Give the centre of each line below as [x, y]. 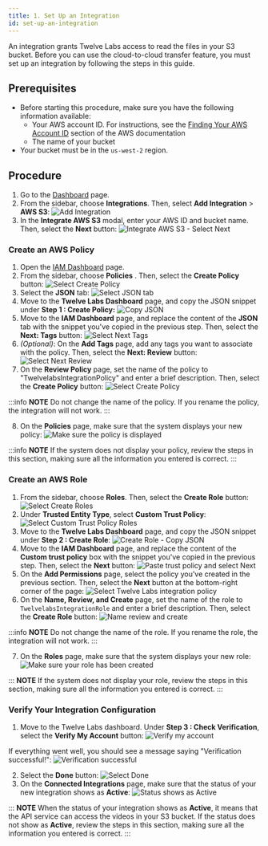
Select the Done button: [59, 775]
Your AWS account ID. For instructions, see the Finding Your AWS [140, 124]
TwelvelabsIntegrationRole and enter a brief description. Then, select [135, 608]
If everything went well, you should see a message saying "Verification [125, 751]
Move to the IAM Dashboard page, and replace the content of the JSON [139, 319]
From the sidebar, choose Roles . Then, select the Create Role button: [134, 497]
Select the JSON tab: [54, 293]
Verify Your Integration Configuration [82, 710]
